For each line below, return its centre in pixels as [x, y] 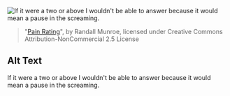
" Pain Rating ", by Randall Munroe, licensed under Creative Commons [123, 32]
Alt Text [24, 61]
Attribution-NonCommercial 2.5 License [82, 39]
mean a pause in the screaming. [53, 85]
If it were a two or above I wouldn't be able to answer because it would [109, 77]
